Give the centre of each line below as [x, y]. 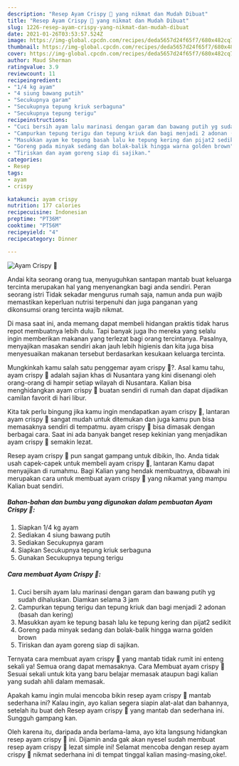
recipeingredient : [34, 80]
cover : [17, 54]
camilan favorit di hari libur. [47, 398]
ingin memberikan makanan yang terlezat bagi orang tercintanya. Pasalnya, [118, 338]
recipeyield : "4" [33, 232]
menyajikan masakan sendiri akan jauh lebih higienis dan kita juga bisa [111, 346]
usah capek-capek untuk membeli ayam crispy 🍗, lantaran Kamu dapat [111, 463]
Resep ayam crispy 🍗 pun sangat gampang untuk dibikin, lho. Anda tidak [113, 455]
